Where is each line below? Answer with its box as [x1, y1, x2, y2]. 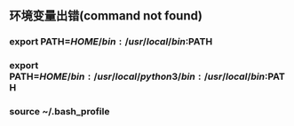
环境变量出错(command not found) [9, 8, 203, 24]
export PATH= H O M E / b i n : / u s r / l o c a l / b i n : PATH [9, 35, 213, 48]
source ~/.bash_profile [9, 106, 110, 118]
